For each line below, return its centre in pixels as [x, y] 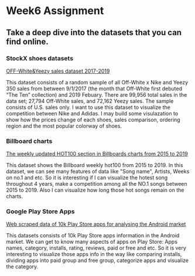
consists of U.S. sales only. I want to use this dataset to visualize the [88, 107]
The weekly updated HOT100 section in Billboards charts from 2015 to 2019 [97, 154]
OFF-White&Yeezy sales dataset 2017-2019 [58, 71]
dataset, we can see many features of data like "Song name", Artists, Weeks [98, 172]
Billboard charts [29, 141]
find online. [27, 41]
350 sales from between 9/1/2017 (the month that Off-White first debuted [94, 88]
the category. [22, 267]
